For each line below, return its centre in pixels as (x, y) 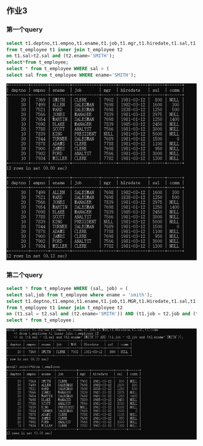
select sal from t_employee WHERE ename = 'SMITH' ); (71, 75)
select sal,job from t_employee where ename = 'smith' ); (79, 295)
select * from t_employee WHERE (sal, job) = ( (67, 288)
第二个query (25, 275)
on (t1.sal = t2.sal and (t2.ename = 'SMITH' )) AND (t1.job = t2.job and (98, 314)
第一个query (25, 30)
